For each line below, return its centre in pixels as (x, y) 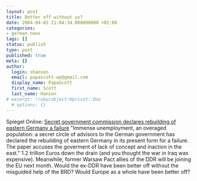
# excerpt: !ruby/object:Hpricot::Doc (54, 99)
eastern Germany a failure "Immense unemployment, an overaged (86, 128)
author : (16, 66)
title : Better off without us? (45, 17)
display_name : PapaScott (42, 83)
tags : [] (17, 39)
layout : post (22, 11)
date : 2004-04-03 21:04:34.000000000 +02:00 (62, 22)
